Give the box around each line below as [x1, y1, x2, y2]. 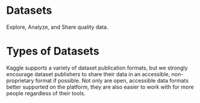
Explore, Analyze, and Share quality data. [6, 23, 108, 31]
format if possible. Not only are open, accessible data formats [35, 77, 189, 84]
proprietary [6, 77, 34, 84]
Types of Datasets [6, 44, 99, 58]
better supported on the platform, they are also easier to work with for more [6, 83, 194, 90]
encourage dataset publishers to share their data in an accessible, [6, 70, 170, 78]
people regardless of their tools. [6, 89, 86, 96]
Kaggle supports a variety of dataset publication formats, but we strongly [6, 64, 188, 71]
